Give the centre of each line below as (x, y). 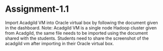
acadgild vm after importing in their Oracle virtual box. (59, 43)
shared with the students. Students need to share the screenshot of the (77, 38)
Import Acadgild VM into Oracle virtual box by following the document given (81, 23)
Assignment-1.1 (37, 9)
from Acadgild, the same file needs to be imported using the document (77, 33)
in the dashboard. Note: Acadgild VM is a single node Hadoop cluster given (81, 27)
